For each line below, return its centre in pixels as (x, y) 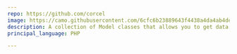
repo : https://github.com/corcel (56, 14)
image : (17, 20)
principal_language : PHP (44, 33)
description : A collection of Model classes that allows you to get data (118, 27)
